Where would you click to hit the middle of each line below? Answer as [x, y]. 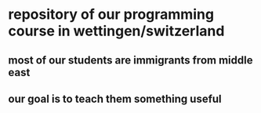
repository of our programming [111, 15]
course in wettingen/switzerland [116, 31]
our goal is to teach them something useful [115, 98]
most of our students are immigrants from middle [130, 60]
